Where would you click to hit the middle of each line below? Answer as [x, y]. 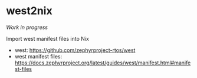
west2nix [29, 11]
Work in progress [27, 27]
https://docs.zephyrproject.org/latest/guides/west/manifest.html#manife [103, 63]
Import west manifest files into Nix [48, 38]
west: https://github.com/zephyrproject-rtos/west [75, 50]
